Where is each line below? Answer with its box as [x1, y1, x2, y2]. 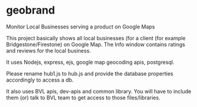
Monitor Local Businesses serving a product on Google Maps [6, 23, 155, 30]
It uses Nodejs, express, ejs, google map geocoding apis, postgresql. [6, 59, 175, 66]
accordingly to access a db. [6, 76, 74, 83]
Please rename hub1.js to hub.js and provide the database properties [6, 70, 173, 77]
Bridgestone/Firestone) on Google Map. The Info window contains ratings [6, 41, 185, 48]
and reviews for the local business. [6, 47, 91, 54]
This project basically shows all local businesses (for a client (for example [6, 34, 186, 41]
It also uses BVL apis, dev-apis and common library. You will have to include [6, 87, 192, 95]
